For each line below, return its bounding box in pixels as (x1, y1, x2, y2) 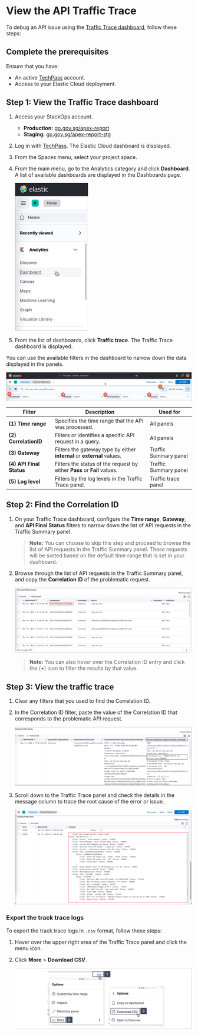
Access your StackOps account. (14, 113, 93, 120)
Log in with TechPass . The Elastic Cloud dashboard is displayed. (14, 142, 171, 149)
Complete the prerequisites (6, 47, 109, 57)
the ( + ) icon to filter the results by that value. (29, 664, 138, 672)
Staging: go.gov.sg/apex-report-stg (23, 131, 111, 138)
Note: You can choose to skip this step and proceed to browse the (29, 539, 191, 546)
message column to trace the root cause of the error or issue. (14, 798, 164, 805)
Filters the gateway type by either (55, 446, 136, 453)
